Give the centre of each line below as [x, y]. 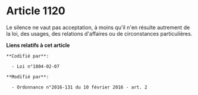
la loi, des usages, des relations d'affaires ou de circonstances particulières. [99, 33]
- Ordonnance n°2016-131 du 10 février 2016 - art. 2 [79, 87]
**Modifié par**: [28, 77]
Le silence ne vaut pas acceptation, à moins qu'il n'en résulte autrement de [98, 27]
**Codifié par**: [28, 56]
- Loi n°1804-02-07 [36, 66]
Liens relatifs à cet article [38, 45]
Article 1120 [36, 11]
